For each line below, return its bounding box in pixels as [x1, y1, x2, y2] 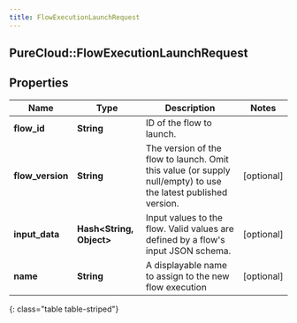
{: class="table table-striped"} [9, 304, 119, 314]
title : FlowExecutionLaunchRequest [9, 12, 141, 22]
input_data [13, 228, 60, 240]
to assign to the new [145, 270, 230, 282]
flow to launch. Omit [145, 153, 230, 165]
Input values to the [145, 211, 224, 223]
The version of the [145, 142, 223, 154]
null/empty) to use [145, 175, 223, 187]
